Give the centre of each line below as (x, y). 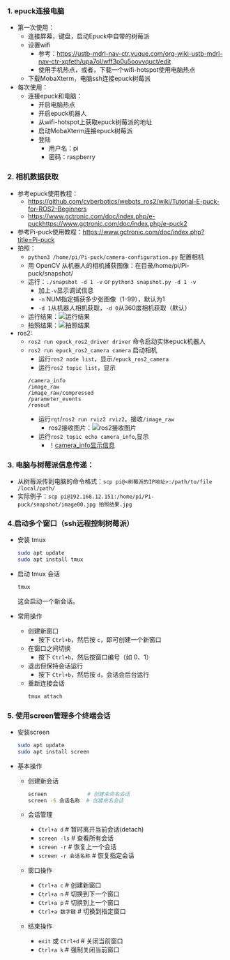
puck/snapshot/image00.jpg (56, 504)
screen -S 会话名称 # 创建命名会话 (76, 800)
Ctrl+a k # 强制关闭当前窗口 (79, 950)
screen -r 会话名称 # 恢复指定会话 (86, 855)
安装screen (33, 732)
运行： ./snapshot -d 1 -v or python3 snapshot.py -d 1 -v (112, 281)
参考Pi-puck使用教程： (50, 232)
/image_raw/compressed (61, 393)
